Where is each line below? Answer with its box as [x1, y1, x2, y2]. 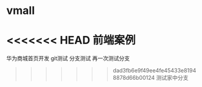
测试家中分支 [155, 74, 189, 82]
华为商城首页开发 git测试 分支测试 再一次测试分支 [6, 55, 130, 62]
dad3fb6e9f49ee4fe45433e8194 [113, 67, 196, 74]
